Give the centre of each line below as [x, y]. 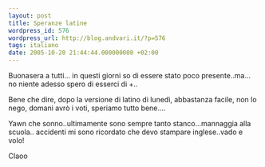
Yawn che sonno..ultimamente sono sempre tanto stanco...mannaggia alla [130, 123]
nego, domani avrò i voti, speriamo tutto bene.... [87, 108]
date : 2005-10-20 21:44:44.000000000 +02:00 [83, 53]
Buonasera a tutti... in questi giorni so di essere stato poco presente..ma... [130, 76]
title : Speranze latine [48, 23]
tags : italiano [34, 46]
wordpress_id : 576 [39, 30]
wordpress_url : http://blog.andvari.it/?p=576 [87, 38]
